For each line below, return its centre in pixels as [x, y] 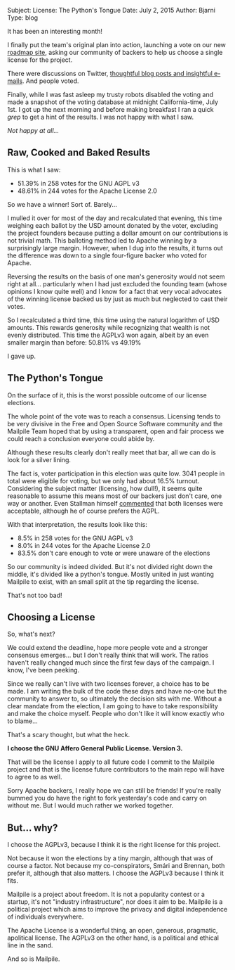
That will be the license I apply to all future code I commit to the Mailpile [111, 762]
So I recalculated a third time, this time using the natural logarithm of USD [113, 320]
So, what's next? [31, 634]
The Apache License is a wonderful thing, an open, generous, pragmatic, [113, 931]
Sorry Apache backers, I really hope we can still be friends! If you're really [114, 791]
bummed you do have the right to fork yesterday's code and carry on [107, 798]
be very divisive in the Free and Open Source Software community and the [115, 423]
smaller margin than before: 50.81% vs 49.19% [74, 342]
